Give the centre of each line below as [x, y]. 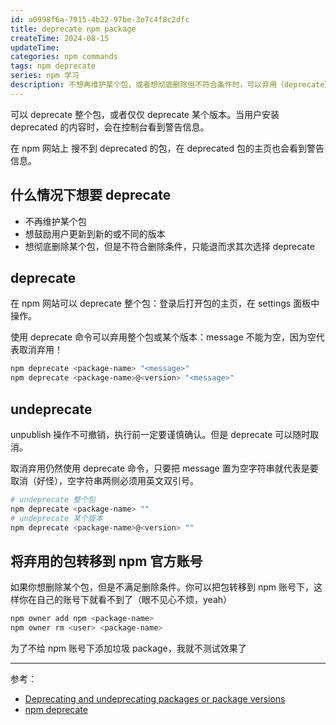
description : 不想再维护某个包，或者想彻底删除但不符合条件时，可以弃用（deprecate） [171, 85]
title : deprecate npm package [73, 29]
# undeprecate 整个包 [53, 499]
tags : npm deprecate [53, 66]
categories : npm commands [64, 57]
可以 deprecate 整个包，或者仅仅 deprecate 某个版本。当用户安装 [145, 114]
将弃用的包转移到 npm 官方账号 [106, 561]
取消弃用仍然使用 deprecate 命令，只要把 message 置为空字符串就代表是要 [164, 468]
